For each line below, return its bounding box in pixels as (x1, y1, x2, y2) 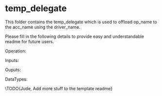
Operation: (5, 48, 27, 54)
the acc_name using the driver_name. (5, 24, 80, 30)
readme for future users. (5, 38, 54, 44)
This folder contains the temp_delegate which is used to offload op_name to (5, 19, 157, 25)
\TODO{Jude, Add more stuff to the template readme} (5, 85, 113, 91)
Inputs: (5, 57, 19, 63)
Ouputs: (5, 66, 21, 73)
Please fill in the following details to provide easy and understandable (5, 33, 144, 39)
